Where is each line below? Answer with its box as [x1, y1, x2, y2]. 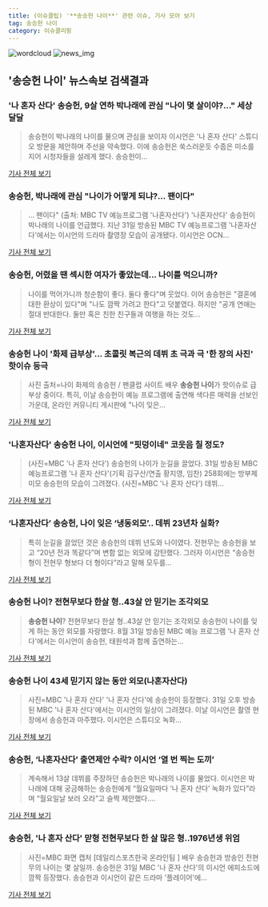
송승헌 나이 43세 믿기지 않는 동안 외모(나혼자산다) [8, 675, 188, 686]
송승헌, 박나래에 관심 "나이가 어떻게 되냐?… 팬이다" [8, 190, 195, 201]
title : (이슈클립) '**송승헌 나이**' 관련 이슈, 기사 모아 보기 [8, 11, 195, 20]
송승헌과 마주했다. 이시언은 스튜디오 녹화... [49, 715, 182, 725]
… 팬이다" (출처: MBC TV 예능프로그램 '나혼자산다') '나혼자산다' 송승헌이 [27, 210, 256, 220]
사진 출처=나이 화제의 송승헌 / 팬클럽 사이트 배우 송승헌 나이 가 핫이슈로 [27, 380, 249, 389]
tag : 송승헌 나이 [8, 19, 58, 27]
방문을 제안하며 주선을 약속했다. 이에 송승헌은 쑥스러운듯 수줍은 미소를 [36, 142, 254, 151]
